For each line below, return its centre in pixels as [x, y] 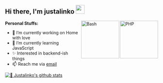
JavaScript [23, 48]
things [18, 58]
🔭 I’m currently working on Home [45, 32]
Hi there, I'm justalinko [40, 12]
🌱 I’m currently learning [35, 43]
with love [21, 38]
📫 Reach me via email [34, 64]
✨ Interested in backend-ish [40, 53]
